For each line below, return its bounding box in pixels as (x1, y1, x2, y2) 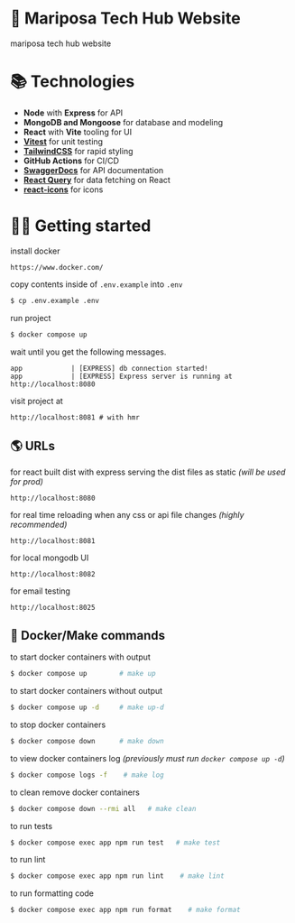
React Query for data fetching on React (23, 174, 171, 185)
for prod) (10, 476, 44, 487)
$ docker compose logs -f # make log (10, 771, 165, 780)
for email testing (10, 586, 71, 596)
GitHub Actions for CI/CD (23, 155, 120, 166)
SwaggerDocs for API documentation (23, 164, 164, 175)
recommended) (10, 519, 68, 531)
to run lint (10, 854, 46, 865)
